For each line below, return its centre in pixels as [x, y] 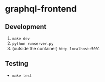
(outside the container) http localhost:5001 [56, 48]
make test [22, 76]
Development [26, 27]
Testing [17, 64]
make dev [21, 39]
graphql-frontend [41, 9]
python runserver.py [33, 44]
